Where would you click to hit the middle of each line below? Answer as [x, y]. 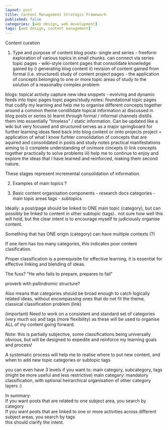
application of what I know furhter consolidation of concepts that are [76, 137]
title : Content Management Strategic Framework [56, 15]
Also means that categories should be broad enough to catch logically [78, 293]
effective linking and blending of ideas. [45, 264]
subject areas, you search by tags [40, 417]
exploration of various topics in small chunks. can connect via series [83, 58]
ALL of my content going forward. [40, 324]
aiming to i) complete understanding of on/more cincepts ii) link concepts [81, 148]
